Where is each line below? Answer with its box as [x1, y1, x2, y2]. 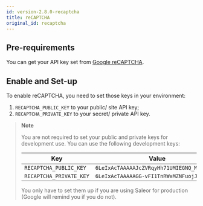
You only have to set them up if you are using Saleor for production [21, 187, 188, 194]
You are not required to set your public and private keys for [21, 134, 168, 141]
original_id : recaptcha [6, 20, 66, 26]
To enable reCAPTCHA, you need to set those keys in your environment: [6, 92, 186, 99]
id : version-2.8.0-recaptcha [6, 8, 80, 15]
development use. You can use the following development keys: [21, 140, 180, 147]
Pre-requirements [6, 42, 76, 53]
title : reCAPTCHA [6, 14, 50, 21]
